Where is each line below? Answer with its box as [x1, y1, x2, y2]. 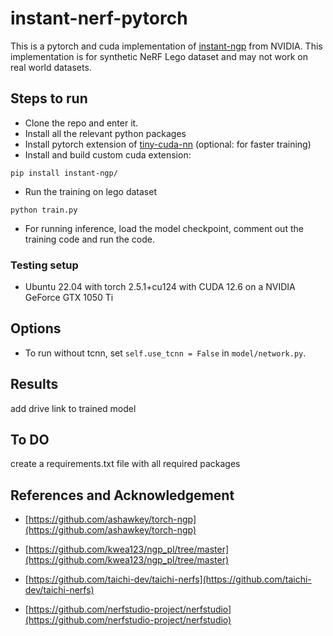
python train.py [10, 205, 78, 215]
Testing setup [10, 258, 79, 272]
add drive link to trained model [10, 402, 137, 414]
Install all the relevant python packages [24, 127, 187, 139]
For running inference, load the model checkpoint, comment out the [24, 222, 304, 234]
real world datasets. [10, 61, 92, 73]
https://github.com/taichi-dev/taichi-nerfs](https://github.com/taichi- [28, 573, 312, 586]
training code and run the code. [24, 233, 155, 245]
